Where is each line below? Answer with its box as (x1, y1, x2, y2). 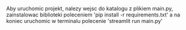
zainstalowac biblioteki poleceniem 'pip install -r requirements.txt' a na (6, 11, 181, 18)
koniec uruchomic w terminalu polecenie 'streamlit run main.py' (6, 18, 163, 24)
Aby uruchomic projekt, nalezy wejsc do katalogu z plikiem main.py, (6, 5, 173, 12)
